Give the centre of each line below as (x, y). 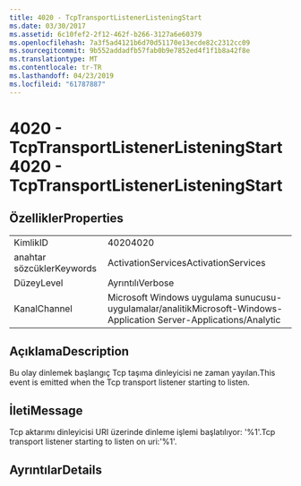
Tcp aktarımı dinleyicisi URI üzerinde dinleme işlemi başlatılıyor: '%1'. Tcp (142, 432)
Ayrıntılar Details (56, 469)
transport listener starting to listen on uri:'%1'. (93, 442)
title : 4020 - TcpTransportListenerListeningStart (106, 17)
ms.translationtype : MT (54, 59)
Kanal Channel (43, 308)
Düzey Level (39, 283)
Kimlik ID (31, 243)
